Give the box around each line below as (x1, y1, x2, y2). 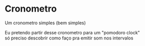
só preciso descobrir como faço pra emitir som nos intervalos (5, 35, 134, 41)
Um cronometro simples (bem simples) (5, 20, 86, 26)
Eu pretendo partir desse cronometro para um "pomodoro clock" (5, 29, 140, 35)
